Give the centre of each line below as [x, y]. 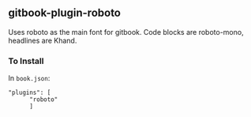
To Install [26, 61]
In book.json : [29, 78]
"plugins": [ [30, 93]
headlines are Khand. [43, 40]
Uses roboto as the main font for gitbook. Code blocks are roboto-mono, [126, 32]
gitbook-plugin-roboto [64, 13]
